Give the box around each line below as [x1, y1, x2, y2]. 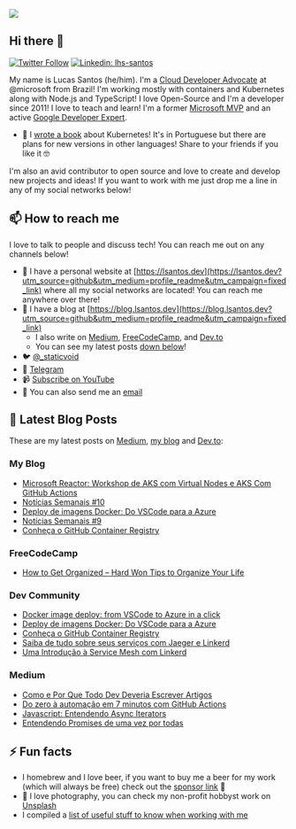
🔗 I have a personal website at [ [21, 266, 137, 276]
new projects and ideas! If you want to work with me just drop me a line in [9, 174, 277, 185]
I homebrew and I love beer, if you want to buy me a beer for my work [21, 772, 276, 783]
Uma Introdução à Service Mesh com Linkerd [21, 647, 187, 658]
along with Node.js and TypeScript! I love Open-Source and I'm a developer [9, 93, 285, 104]
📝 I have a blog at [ [21, 303, 91, 314]
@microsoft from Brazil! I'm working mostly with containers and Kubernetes [9, 83, 285, 94]
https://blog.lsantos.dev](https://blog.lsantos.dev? [89, 303, 272, 314]
